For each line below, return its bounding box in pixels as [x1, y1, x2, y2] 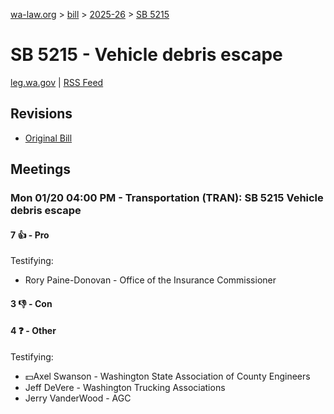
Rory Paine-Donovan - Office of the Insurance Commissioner [24, 274, 277, 286]
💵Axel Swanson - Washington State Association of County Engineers [24, 370, 311, 383]
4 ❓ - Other [10, 325, 57, 337]
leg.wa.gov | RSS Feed [10, 76, 104, 88]
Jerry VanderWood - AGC [24, 392, 132, 404]
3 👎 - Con [10, 297, 53, 309]
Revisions [10, 105, 73, 123]
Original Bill [24, 132, 73, 144]
